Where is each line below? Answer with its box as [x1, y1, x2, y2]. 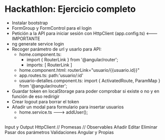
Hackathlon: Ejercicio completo [4, 3, 136, 15]
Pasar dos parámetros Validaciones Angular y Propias [4, 129, 114, 135]
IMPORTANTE [11, 36, 41, 42]
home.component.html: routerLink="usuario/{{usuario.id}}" [19, 67, 140, 73]
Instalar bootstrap [11, 20, 48, 26]
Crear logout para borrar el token [11, 98, 80, 104]
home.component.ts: [19, 51, 62, 57]
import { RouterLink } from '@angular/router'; [26, 56, 119, 62]
